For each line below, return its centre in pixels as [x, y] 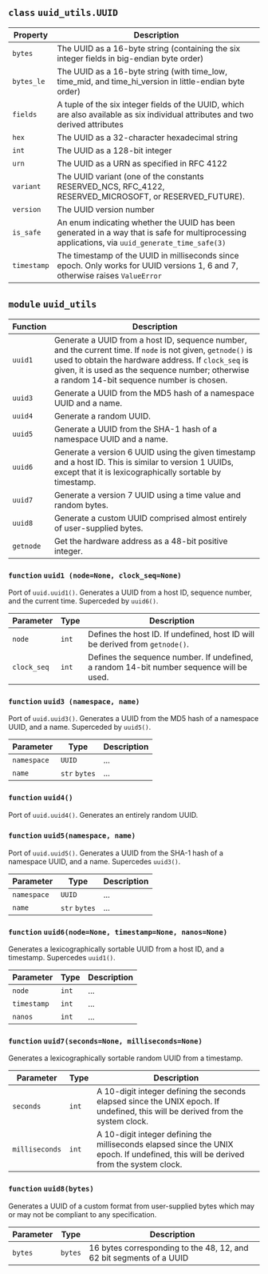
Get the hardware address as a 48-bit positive [141, 541]
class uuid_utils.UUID [63, 13]
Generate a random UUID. [103, 416]
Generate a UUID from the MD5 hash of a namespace [155, 393]
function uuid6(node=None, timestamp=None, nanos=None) [118, 932]
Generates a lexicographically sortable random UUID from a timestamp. [126, 1058]
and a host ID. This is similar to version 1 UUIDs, [144, 462]
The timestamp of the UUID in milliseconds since [148, 255]
